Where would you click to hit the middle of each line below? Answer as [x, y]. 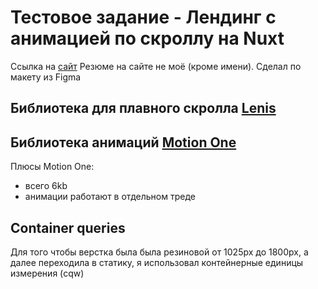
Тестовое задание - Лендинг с [143, 17]
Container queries [68, 227]
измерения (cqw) [47, 273]
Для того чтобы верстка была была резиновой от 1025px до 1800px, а [159, 252]
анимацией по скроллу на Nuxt [147, 38]
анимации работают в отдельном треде [110, 197]
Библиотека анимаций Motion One [123, 142]
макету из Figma [46, 77]
